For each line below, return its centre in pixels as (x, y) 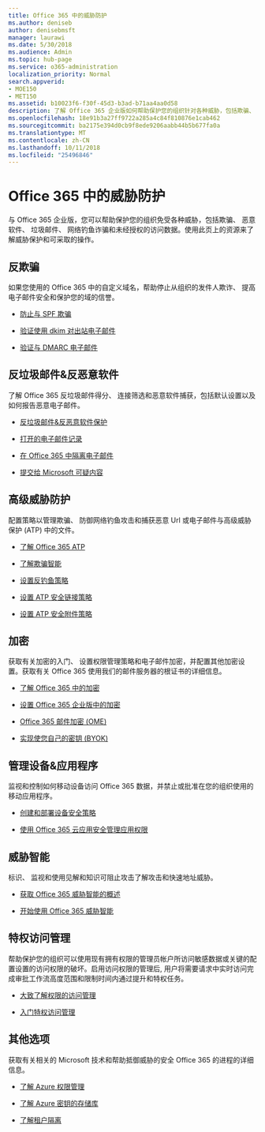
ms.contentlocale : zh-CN (49, 140)
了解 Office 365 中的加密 (60, 688)
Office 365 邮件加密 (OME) (63, 722)
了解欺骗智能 (40, 563)
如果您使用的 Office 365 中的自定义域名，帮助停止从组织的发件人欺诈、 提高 (132, 287)
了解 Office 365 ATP (52, 546)
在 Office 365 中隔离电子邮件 (67, 455)
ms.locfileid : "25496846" (50, 155)
